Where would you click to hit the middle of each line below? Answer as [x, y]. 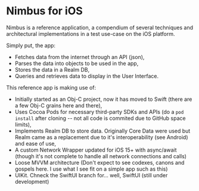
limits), [23, 124]
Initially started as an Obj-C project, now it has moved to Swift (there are [103, 99]
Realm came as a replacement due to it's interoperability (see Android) [102, 137]
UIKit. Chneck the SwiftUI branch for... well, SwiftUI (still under [91, 175]
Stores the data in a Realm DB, [52, 69]
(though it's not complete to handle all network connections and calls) [100, 156]
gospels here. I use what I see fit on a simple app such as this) [91, 169]
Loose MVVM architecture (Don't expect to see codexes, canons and [99, 162]
